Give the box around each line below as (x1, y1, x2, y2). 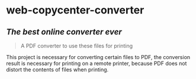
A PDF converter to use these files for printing (20, 42, 133, 49)
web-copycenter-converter (6, 4, 144, 17)
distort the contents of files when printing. (6, 66, 109, 73)
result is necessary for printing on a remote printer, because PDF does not (6, 60, 187, 67)
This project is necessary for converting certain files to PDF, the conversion (6, 54, 191, 60)
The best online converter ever (6, 27, 123, 37)
